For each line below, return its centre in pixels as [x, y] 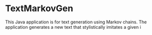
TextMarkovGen [39, 9]
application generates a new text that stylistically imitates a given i [73, 27]
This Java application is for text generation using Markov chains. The [76, 22]
